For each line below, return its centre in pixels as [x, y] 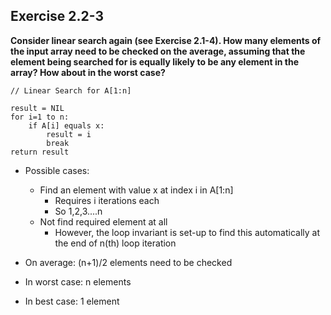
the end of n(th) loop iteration [115, 243]
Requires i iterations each [107, 200]
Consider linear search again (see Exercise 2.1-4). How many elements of [166, 40]
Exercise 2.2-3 [57, 16]
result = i [69, 134]
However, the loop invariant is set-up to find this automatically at [187, 232]
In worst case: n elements [78, 281]
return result [40, 152]
